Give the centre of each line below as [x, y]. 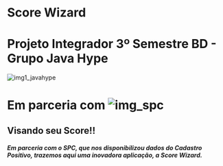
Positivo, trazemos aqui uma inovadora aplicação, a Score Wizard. [105, 155]
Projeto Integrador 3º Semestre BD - [112, 44]
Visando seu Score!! [51, 131]
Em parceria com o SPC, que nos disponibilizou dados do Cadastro [105, 148]
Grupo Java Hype [58, 59]
